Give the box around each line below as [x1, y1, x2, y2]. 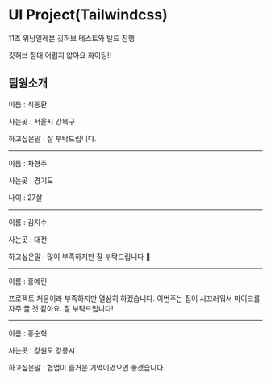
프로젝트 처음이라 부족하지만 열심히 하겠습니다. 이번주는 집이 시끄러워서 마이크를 [8, 293, 261, 303]
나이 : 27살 [8, 192, 43, 203]
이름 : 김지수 [8, 217, 48, 227]
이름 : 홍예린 [8, 276, 48, 286]
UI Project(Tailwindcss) [8, 6, 168, 24]
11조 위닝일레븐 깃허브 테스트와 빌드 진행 [8, 33, 135, 43]
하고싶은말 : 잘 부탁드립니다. [8, 133, 97, 143]
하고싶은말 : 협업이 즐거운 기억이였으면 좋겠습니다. [8, 362, 166, 372]
